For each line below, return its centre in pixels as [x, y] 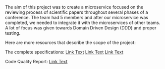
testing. [13, 33]
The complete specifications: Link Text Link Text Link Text [64, 52]
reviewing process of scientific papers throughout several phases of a [77, 12]
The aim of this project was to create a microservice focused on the [74, 7]
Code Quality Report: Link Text [36, 61]
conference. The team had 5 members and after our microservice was [77, 17]
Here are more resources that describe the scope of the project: [71, 43]
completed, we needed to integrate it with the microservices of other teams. [83, 23]
